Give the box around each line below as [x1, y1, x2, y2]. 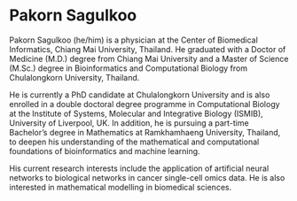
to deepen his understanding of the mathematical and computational [9, 136, 260, 147]
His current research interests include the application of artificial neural [9, 163, 270, 174]
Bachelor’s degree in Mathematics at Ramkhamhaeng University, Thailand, [9, 127, 281, 137]
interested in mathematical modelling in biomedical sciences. [9, 182, 232, 192]
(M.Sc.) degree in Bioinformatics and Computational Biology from [9, 63, 248, 73]
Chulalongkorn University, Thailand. [9, 72, 140, 82]
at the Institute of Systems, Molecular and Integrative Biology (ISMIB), [9, 108, 263, 119]
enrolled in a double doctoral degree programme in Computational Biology [9, 98, 281, 109]
